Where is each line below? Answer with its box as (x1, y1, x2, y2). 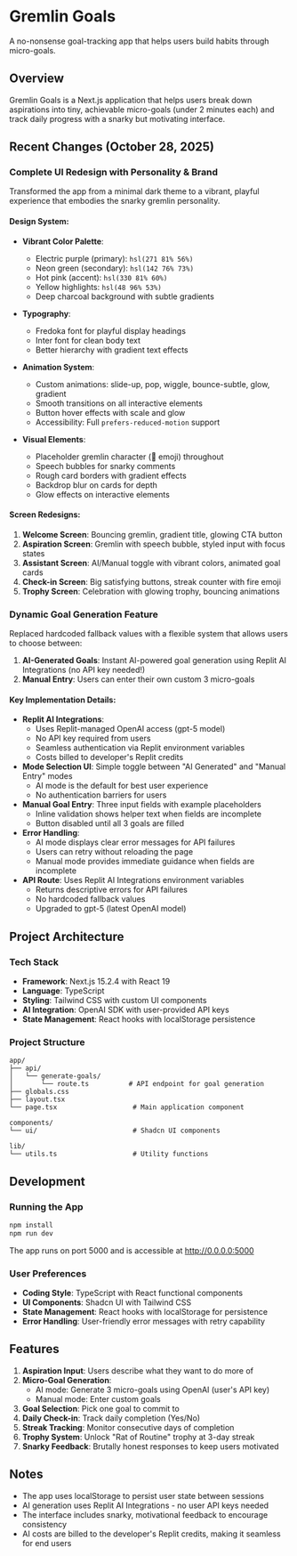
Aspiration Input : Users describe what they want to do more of (21, 1365, 254, 1376)
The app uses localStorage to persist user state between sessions (21, 1490, 265, 1501)
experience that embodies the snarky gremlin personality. (9, 196, 221, 207)
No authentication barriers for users (35, 790, 167, 800)
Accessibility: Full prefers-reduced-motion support (35, 417, 221, 427)
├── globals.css (9, 1088, 69, 1097)
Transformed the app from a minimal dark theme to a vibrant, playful (9, 186, 260, 197)
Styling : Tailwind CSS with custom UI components (21, 995, 207, 1006)
